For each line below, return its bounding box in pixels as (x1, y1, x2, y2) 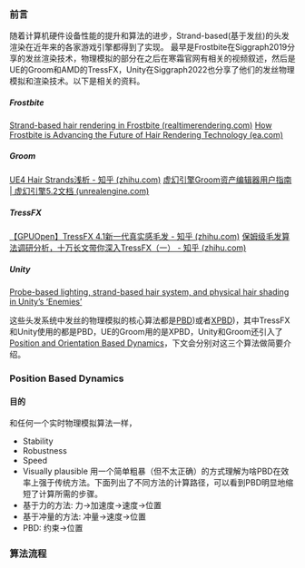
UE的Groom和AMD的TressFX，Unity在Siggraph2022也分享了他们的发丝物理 (9, 64, 295, 75)
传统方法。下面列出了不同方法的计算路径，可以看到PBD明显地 (54, 477, 286, 488)
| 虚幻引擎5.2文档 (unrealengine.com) (9, 186, 150, 197)
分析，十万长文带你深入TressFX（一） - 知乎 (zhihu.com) (33, 242, 247, 253)
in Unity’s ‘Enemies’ (9, 297, 83, 308)
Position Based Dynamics (9, 372, 124, 385)
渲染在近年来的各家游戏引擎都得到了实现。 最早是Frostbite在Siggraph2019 (9, 42, 288, 53)
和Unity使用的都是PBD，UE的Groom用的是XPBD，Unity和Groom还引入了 (9, 327, 283, 338)
